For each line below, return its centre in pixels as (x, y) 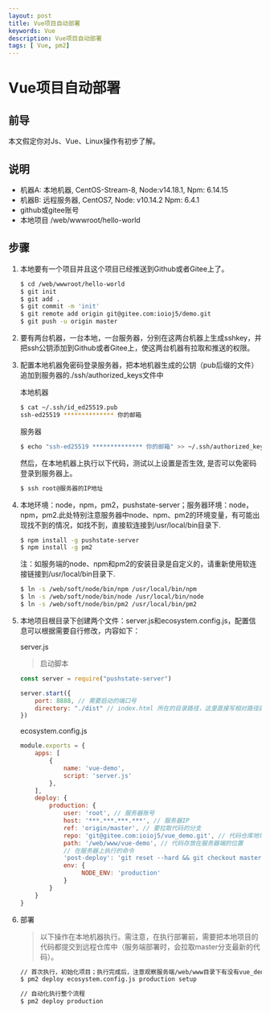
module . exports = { (53, 746)
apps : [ (47, 754)
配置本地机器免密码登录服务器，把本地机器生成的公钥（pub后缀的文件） (139, 365)
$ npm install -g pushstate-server (80, 540)
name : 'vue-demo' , (94, 768)
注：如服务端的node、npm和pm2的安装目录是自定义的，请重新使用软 (135, 564)
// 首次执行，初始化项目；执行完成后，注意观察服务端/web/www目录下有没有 (129, 972)
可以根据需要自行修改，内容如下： (84, 631)
